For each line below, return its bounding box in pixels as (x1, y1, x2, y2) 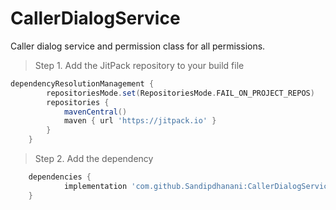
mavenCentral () (63, 107, 128, 117)
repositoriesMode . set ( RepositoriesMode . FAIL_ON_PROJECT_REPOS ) (46, 88, 315, 98)
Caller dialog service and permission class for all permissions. (10, 40, 266, 52)
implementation (63, 181, 128, 191)
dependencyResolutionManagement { (10, 78, 155, 89)
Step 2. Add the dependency (34, 153, 154, 165)
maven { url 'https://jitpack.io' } (63, 116, 217, 126)
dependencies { (28, 172, 92, 182)
